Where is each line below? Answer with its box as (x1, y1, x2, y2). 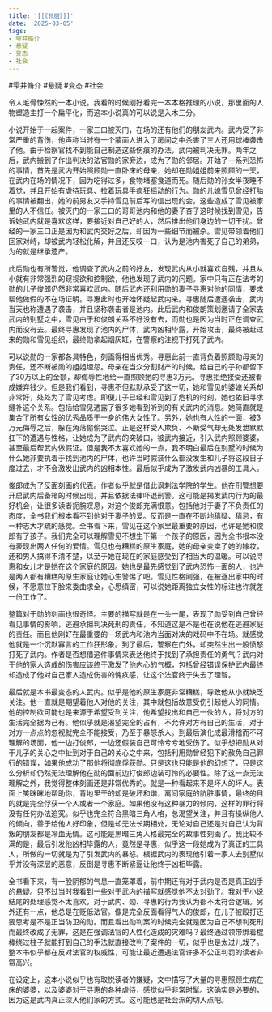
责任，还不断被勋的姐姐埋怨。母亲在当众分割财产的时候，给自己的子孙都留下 (8, 361, 264, 371)
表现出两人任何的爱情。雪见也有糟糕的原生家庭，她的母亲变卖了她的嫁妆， (15, 540, 264, 551)
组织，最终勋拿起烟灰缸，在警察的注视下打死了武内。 (50, 334, 228, 344)
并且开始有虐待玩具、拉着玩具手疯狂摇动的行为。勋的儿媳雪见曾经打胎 (29, 186, 264, 195)
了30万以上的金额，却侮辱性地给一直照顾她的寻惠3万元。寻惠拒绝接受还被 (8, 372, 257, 382)
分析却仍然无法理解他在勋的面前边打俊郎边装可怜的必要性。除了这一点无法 (15, 767, 264, 778)
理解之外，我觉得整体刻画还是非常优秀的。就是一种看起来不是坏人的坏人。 (8, 778, 257, 788)
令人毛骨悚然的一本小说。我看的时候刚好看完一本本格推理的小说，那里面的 (8, 97, 257, 107)
